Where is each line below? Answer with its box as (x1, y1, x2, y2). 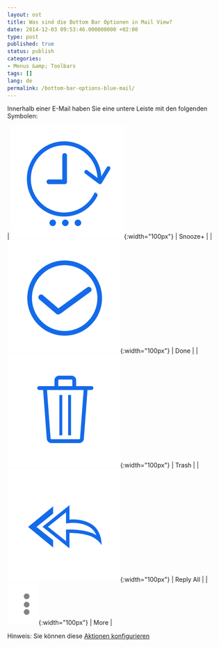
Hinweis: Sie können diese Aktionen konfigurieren (7, 632, 150, 640)
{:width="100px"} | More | (38, 618, 113, 627)
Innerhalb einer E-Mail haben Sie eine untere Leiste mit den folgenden (7, 104, 208, 113)
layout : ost (7, 11, 42, 18)
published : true (7, 40, 54, 48)
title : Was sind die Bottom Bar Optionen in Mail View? (7, 18, 172, 26)
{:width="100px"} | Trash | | (120, 461, 200, 470)
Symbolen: (7, 112, 38, 120)
